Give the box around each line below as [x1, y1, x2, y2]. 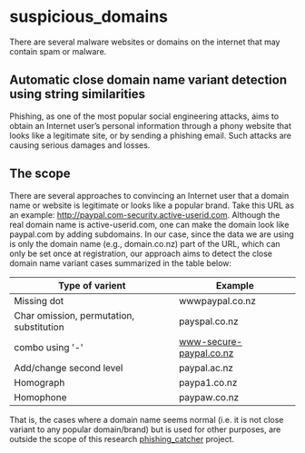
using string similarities [9, 86, 146, 102]
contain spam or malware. [9, 45, 107, 56]
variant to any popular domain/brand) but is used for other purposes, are [9, 424, 281, 435]
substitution [14, 320, 65, 333]
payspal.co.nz [178, 315, 239, 328]
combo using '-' [14, 340, 84, 353]
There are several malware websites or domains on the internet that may [9, 36, 280, 47]
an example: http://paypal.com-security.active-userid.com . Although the [9, 209, 280, 220]
